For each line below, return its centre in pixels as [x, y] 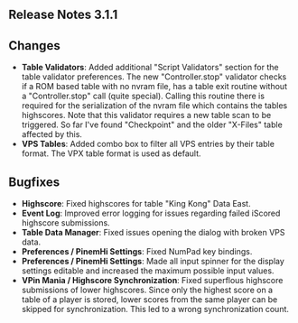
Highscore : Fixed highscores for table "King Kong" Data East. [136, 204]
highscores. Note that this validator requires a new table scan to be [146, 115]
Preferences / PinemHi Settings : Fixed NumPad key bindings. [137, 252]
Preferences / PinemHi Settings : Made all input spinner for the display [153, 262]
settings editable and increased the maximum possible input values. [148, 271]
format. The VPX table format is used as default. [111, 153]
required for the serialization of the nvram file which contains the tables [154, 106]
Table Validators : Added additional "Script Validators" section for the [150, 68]
